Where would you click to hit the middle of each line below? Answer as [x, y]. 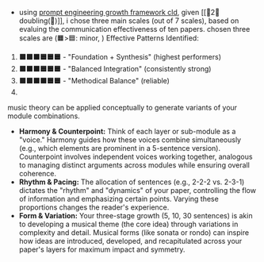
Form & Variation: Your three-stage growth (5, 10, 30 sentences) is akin [136, 216]
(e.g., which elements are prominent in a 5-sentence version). [120, 148]
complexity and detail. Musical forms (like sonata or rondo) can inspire [134, 233]
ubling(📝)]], [42, 21]
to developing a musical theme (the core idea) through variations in [128, 224]
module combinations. [44, 116]
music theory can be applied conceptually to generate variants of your [122, 108]
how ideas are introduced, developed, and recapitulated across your [130, 241]
